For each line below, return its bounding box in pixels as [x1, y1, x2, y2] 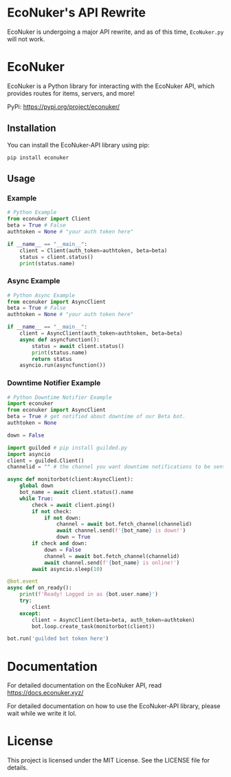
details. [7, 763, 28, 772]
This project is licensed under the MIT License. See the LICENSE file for [7, 756, 210, 765]
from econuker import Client [7, 216, 91, 222]
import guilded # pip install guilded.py [7, 444, 128, 451]
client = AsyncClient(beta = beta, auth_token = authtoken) [32, 617, 195, 623]
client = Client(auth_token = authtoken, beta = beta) [19, 247, 168, 254]
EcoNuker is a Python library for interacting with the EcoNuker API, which [7, 81, 215, 90]
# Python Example [7, 209, 57, 216]
